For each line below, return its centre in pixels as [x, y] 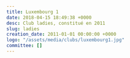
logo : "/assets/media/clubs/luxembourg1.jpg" [65, 40]
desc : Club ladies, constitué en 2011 [56, 23]
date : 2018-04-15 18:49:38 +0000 [49, 18]
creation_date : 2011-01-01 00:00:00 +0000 [61, 34]
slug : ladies [23, 29]
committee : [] [25, 46]
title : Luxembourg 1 [33, 12]
